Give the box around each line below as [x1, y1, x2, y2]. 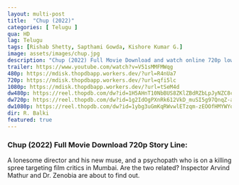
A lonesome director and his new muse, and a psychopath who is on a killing [7, 156, 232, 164]
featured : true [7, 116, 53, 123]
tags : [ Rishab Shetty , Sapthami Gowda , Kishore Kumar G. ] [7, 43, 183, 51]
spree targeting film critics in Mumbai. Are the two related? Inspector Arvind [7, 163, 230, 171]
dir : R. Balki [7, 110, 50, 117]
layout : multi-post [7, 10, 65, 18]
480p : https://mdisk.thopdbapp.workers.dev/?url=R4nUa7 [7, 70, 176, 77]
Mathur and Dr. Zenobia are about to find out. [7, 171, 140, 179]
